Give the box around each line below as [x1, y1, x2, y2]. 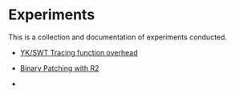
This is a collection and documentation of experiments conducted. [8, 32, 227, 42]
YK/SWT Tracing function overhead [19, 47, 138, 57]
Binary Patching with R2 [19, 63, 99, 73]
